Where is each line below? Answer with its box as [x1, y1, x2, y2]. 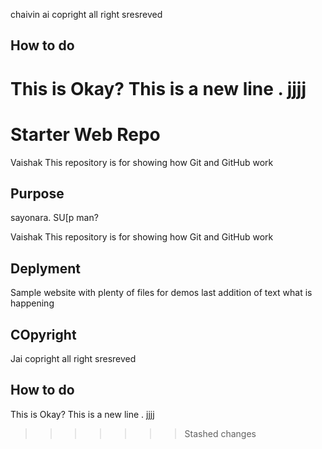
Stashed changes [184, 427, 257, 439]
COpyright [10, 326, 77, 343]
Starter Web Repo [10, 123, 161, 146]
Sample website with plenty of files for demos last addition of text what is [10, 287, 313, 299]
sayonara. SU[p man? [10, 212, 99, 224]
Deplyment [10, 260, 81, 277]
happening [10, 297, 55, 309]
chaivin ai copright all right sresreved [10, 9, 163, 20]
